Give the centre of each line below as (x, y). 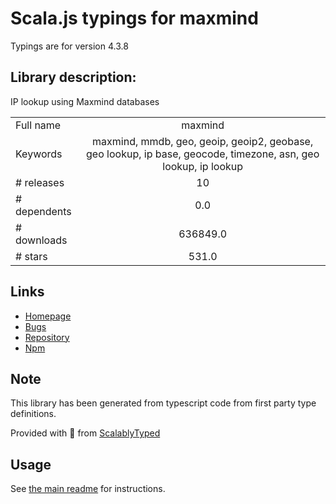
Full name (38, 125)
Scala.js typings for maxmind (134, 18)
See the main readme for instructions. (88, 489)
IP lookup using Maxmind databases (85, 101)
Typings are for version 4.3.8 (69, 46)
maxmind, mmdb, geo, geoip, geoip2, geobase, (203, 141)
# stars (31, 256)
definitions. (33, 414)
